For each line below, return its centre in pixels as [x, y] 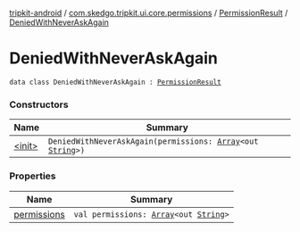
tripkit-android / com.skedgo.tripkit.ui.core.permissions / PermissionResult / [149, 13]
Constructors [39, 104]
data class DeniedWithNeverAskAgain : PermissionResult [115, 82]
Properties [33, 176]
